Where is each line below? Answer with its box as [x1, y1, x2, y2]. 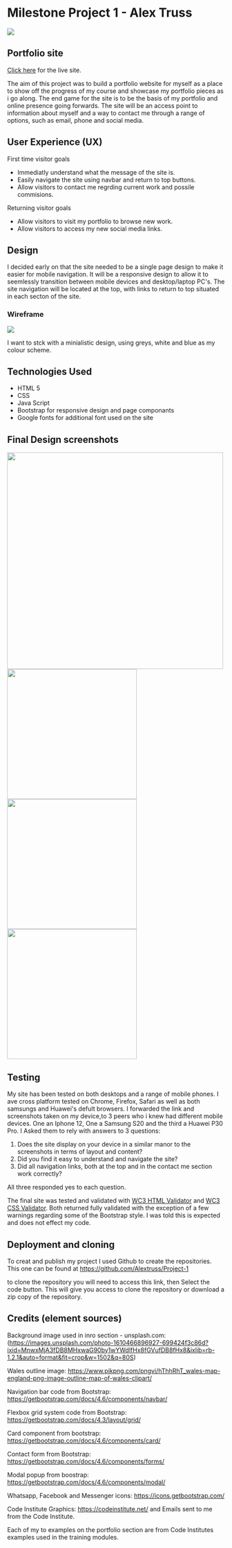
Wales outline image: [7, 1366, 67, 1375]
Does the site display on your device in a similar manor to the [17, 1140, 191, 1149]
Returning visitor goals [7, 203, 71, 212]
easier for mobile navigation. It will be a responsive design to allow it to [7, 270, 209, 279]
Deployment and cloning [7, 1239, 115, 1251]
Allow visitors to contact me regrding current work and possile [17, 182, 195, 191]
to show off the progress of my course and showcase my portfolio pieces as [7, 87, 224, 95]
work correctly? [17, 1169, 62, 1178]
